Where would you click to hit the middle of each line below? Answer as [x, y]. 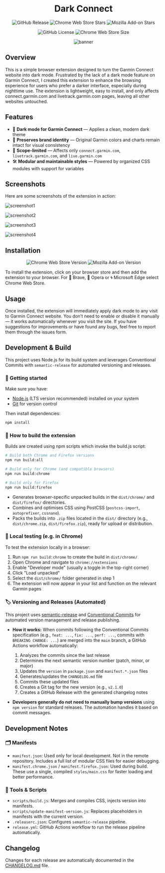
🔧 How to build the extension [41, 435]
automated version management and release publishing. [63, 620]
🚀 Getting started [26, 378]
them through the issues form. [36, 332]
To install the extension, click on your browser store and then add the [76, 272]
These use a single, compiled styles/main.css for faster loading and [82, 771]
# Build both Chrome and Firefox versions [50, 455]
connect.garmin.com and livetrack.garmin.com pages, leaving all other [78, 96]
